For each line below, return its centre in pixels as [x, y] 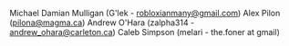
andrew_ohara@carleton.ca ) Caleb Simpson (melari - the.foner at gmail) [144, 32]
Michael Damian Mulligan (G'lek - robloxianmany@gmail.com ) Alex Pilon [145, 13]
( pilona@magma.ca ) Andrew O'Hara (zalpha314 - [102, 23]
